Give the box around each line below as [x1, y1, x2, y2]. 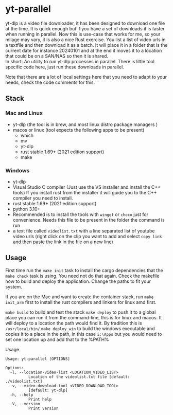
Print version [28, 406, 59, 411]
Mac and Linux [5, 110, 43, 117]
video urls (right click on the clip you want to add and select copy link [12, 233, 162, 239]
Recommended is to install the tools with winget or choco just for [12, 211, 148, 218]
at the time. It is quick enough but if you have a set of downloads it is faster [5, 25, 165, 31]
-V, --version [10, 401, 40, 406]
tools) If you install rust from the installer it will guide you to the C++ [12, 189, 157, 195]
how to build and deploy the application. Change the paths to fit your [5, 278, 151, 284]
